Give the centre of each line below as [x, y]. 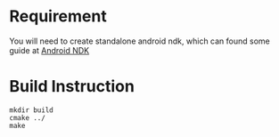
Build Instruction [72, 87]
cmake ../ [28, 117]
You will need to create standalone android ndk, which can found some [139, 41]
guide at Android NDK [49, 50]
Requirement [58, 16]
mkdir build [31, 110]
